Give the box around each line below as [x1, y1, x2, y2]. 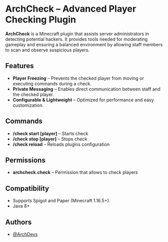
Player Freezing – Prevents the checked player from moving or [12, 75, 144, 81]
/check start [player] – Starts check [12, 130, 89, 136]
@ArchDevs [12, 231, 38, 237]
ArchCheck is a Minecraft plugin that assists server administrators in [5, 31, 149, 37]
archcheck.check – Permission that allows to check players [12, 169, 138, 175]
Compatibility [5, 184, 49, 193]
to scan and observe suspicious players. [5, 47, 90, 53]
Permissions [5, 156, 46, 164]
